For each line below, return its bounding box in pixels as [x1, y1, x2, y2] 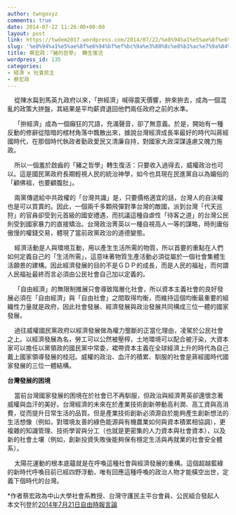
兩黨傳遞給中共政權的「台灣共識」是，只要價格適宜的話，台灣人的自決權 [13, 193, 223, 202]
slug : [7, 43, 23, 50]
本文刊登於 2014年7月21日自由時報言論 [7, 500, 118, 509]
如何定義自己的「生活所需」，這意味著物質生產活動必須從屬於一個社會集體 [7, 253, 220, 261]
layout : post [7, 30, 46, 37]
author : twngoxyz [7, 10, 58, 18]
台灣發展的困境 [7, 376, 51, 385]
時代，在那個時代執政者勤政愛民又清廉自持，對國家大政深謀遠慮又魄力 [13, 137, 216, 146]
